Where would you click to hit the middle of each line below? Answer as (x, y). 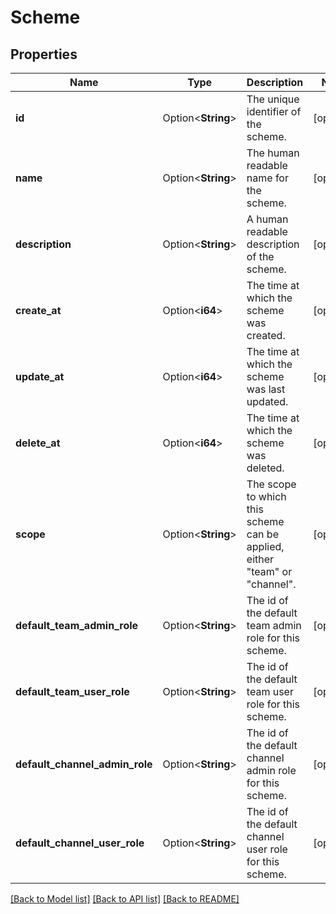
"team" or (269, 571)
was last (266, 389)
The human (273, 153)
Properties (44, 54)
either (260, 559)
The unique (273, 99)
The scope (271, 484)
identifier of (274, 111)
